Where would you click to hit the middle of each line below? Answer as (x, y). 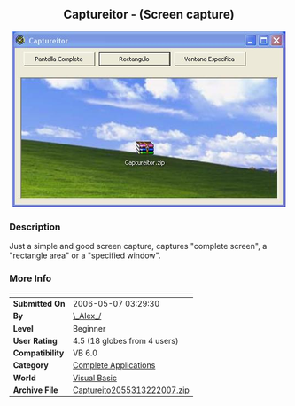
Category (31, 365)
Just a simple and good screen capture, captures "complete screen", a (138, 246)
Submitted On (39, 304)
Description (35, 227)
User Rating (35, 340)
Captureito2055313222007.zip (131, 390)
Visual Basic (95, 378)
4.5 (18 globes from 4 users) (125, 340)
